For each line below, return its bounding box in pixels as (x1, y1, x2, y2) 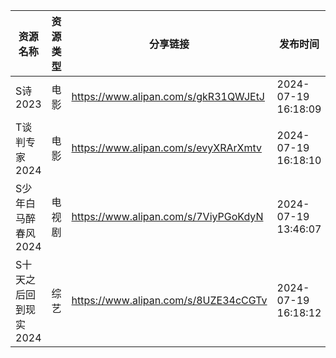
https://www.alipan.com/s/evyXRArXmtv (71, 141, 262, 154)
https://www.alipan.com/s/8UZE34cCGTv (71, 294, 268, 307)
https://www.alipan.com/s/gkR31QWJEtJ (71, 90, 265, 103)
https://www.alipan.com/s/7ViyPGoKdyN (71, 210, 264, 223)
